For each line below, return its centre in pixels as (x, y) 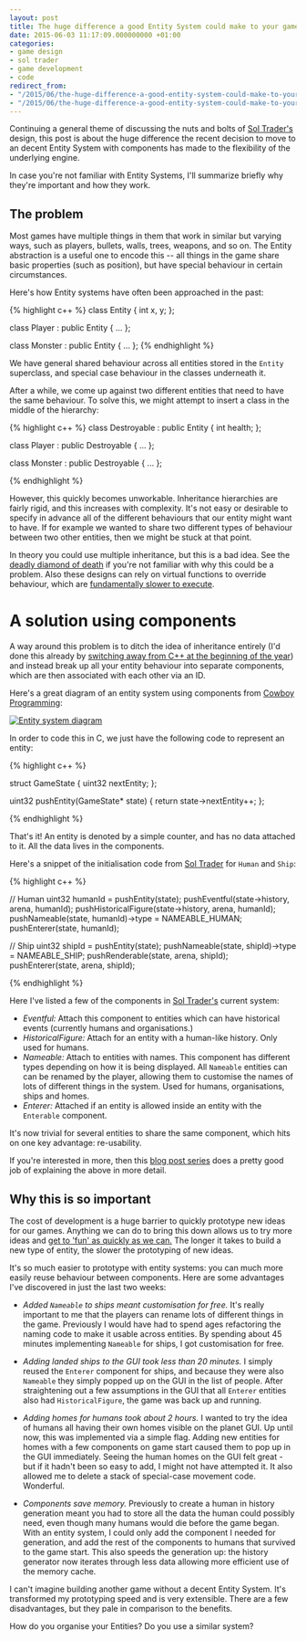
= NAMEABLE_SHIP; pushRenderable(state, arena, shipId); (119, 956)
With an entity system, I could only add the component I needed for (149, 1532)
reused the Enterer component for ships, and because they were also (153, 1371)
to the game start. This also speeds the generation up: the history (145, 1552)
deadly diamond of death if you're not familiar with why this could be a (142, 565)
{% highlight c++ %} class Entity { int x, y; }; (92, 310)
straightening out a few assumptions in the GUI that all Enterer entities (154, 1390)
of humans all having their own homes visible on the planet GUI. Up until (158, 1427)
